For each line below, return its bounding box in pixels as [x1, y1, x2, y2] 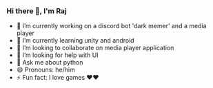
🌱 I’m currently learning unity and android [16, 36, 135, 45]
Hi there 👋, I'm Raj [6, 6, 67, 16]
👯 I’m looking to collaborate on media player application [16, 44, 174, 52]
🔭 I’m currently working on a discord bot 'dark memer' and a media [16, 22, 207, 30]
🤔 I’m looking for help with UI [16, 51, 99, 59]
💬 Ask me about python [16, 58, 83, 67]
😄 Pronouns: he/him [16, 65, 75, 74]
